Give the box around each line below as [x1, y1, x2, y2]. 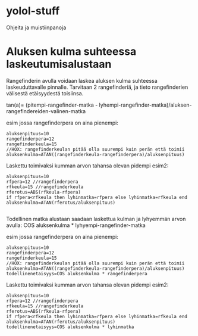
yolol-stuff [6, 4, 60, 18]
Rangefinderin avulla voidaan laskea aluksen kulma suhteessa [6, 77, 158, 84]
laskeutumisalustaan [6, 58, 112, 71]
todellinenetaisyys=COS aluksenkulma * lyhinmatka [6, 323, 134, 330]
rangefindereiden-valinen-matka [6, 107, 86, 114]
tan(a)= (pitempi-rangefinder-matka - [6, 101, 98, 108]
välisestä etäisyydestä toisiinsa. [6, 89, 84, 97]
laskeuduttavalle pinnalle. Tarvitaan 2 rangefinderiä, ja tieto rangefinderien [6, 83, 188, 91]
